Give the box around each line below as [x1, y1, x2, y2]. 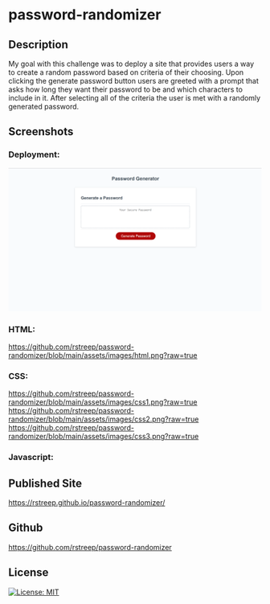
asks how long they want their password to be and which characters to [8, 84, 243, 94]
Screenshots [8, 125, 74, 138]
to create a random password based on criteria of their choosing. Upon [8, 68, 244, 77]
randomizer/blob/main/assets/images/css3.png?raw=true [8, 432, 199, 442]
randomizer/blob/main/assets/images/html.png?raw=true [8, 350, 198, 360]
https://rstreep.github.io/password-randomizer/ [8, 497, 166, 507]
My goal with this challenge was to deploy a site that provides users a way [8, 59, 255, 68]
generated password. [8, 102, 80, 111]
